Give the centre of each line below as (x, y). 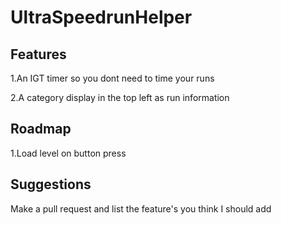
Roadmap (41, 129)
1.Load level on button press (68, 153)
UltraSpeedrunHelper (101, 17)
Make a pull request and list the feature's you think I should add (141, 208)
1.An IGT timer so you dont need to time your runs (112, 78)
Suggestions (51, 184)
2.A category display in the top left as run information (120, 97)
